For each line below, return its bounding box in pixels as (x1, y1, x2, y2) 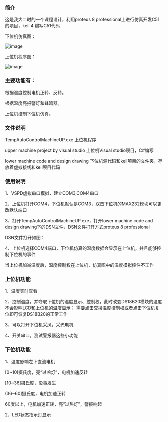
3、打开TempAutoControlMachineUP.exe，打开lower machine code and (5, 218, 153, 224)
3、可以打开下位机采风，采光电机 (5, 322, 74, 328)
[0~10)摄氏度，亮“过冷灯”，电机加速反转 (5, 369, 88, 375)
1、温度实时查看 (5, 288, 38, 294)
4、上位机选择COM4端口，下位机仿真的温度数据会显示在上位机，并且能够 (5, 245, 157, 251)
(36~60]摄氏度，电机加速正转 (5, 390, 66, 396)
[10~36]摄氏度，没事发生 (5, 380, 56, 386)
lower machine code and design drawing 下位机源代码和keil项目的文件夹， (5, 158, 158, 164)
